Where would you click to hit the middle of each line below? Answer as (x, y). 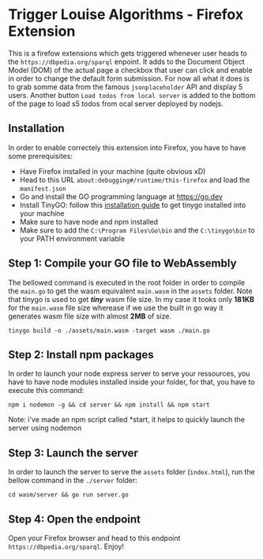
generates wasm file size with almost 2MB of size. (90, 316)
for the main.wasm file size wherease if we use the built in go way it (116, 308)
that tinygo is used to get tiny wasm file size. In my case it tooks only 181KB (131, 299)
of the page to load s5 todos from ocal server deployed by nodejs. (116, 104)
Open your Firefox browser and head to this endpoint (94, 538)
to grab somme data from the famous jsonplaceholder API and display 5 (126, 87)
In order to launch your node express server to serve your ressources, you (129, 374)
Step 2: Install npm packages (81, 355)
